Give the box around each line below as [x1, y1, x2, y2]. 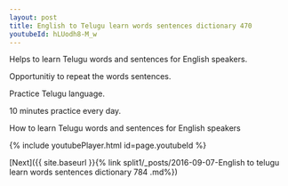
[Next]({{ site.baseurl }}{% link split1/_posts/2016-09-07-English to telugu [9, 158, 280, 168]
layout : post [9, 12, 58, 22]
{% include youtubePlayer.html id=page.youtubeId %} [9, 140, 207, 151]
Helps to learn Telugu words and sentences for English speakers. [9, 54, 248, 65]
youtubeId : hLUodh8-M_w [9, 29, 98, 38]
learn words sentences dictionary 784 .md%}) [9, 166, 178, 178]
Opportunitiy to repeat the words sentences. [9, 71, 172, 82]
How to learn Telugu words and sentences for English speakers [9, 123, 242, 133]
